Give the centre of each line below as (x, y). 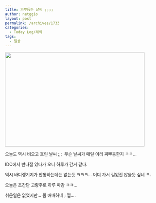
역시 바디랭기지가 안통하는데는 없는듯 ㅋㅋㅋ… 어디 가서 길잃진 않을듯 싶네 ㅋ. (78, 174)
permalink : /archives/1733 (32, 23)
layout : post (18, 18)
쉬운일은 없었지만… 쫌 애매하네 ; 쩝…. (41, 195)
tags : (10, 37)
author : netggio (21, 14)
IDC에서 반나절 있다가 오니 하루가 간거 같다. (46, 164)
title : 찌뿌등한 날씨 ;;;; (29, 9)
